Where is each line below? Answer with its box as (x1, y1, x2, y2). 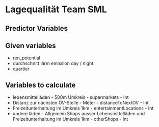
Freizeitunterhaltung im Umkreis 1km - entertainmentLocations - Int (12, 105, 154, 111)
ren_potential (12, 55, 41, 61)
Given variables (5, 41, 56, 50)
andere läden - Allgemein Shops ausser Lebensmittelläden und (12, 111, 145, 117)
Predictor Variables (5, 24, 68, 33)
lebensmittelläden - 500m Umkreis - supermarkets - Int (12, 94, 129, 100)
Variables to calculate (5, 80, 76, 89)
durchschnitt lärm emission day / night (12, 60, 94, 67)
